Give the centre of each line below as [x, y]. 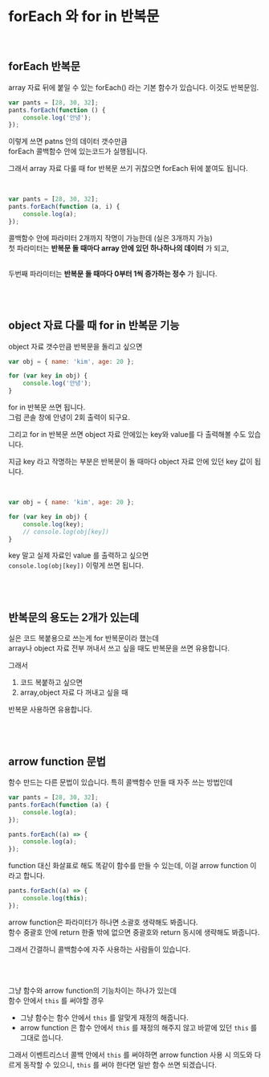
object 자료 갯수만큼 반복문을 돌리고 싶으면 [75, 346]
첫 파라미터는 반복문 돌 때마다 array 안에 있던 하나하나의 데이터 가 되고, [119, 248]
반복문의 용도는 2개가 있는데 [73, 617]
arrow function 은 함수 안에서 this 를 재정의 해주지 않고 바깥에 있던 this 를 [139, 1027]
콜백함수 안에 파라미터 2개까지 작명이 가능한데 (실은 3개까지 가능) [110, 238]
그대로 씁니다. [42, 1038]
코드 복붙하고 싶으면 [51, 683]
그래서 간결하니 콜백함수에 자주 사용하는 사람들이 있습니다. [100, 949]
